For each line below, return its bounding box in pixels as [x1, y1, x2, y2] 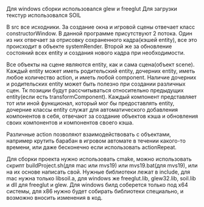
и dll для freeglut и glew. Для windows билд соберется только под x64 [6, 182, 188, 188]
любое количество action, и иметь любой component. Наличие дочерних [6, 74, 197, 81]
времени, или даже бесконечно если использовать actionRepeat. [6, 144, 177, 151]
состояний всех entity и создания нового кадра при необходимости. [6, 49, 185, 56]
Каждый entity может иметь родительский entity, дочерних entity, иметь [6, 67, 195, 75]
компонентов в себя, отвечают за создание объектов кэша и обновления [6, 112, 199, 120]
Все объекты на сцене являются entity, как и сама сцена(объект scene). [6, 61, 195, 68]
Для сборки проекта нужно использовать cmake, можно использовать [6, 155, 192, 163]
